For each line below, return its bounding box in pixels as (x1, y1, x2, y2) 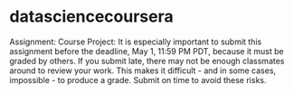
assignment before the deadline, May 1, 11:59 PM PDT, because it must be (9, 45, 284, 56)
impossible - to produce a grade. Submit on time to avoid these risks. (9, 74, 267, 85)
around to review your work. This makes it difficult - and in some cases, (9, 65, 277, 76)
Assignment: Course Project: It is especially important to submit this (9, 36, 262, 47)
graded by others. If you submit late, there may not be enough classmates (9, 55, 285, 66)
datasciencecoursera (9, 6, 174, 27)
